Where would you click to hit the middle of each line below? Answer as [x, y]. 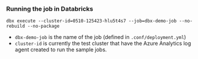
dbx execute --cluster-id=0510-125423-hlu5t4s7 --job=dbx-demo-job [92, 21]
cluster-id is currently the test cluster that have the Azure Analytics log [103, 44]
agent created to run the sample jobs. [61, 50]
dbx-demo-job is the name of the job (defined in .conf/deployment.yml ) [100, 37]
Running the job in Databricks [50, 9]
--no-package [44, 26]
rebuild [16, 26]
